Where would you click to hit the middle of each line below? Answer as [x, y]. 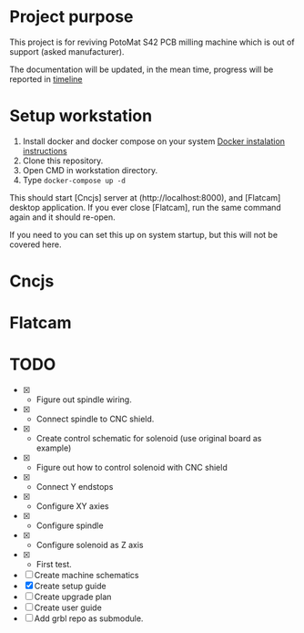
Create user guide [68, 607]
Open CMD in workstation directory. [90, 170]
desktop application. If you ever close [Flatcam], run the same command [146, 207]
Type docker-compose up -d [74, 180]
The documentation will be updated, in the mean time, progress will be [142, 69]
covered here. [35, 244]
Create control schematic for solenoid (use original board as [149, 439]
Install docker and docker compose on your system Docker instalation [153, 141]
